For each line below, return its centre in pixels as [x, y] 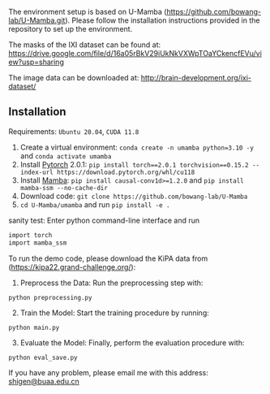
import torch [30, 235]
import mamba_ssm [38, 243]
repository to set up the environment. [71, 29]
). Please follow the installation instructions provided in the [162, 20]
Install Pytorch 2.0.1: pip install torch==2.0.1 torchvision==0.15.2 [134, 164]
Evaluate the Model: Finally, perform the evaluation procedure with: [132, 342]
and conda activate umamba [66, 156]
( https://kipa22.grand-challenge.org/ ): [72, 266]
